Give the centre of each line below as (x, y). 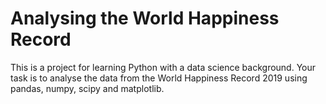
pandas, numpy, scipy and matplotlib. (87, 88)
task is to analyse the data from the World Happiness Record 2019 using (159, 78)
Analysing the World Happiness (145, 18)
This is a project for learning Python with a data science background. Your (163, 67)
